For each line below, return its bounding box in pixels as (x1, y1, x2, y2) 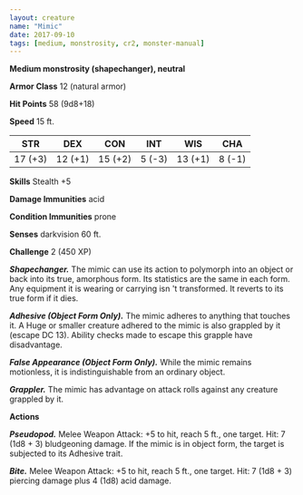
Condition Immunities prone (9, 211, 117, 222)
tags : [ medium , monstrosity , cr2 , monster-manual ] (9, 38, 205, 48)
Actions (9, 412, 40, 422)
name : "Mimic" (9, 22, 64, 31)
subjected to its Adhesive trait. (9, 448, 123, 459)
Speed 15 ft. (9, 116, 54, 127)
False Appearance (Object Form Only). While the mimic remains (9, 357, 252, 368)
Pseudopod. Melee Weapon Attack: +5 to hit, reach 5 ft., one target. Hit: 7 (9, 429, 286, 440)
